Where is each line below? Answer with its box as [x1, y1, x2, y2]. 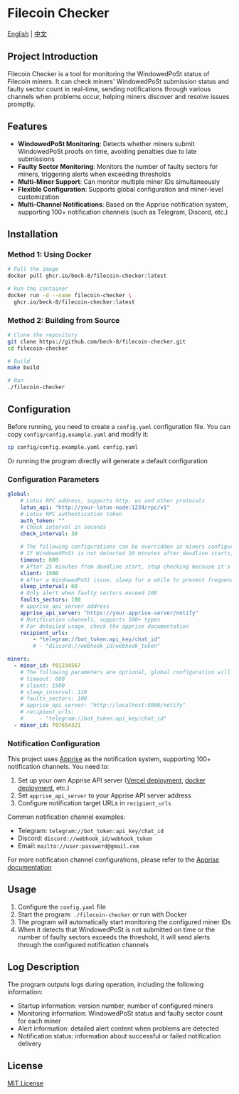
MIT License [7, 1078, 44, 1088]
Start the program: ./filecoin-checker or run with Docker [17, 910, 187, 919]
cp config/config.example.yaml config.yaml [7, 443, 139, 450]
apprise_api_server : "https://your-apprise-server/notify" [20, 609, 199, 616]
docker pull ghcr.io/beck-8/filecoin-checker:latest [7, 272, 167, 279]
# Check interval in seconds [20, 524, 107, 531]
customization [17, 192, 60, 201]
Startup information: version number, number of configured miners [17, 1001, 213, 1010]
